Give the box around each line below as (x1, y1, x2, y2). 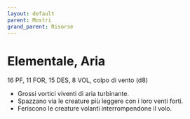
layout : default (7, 10, 55, 17)
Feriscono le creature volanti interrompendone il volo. (17, 104, 172, 113)
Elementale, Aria (7, 53, 106, 69)
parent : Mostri (7, 17, 52, 24)
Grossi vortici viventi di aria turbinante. (17, 90, 130, 98)
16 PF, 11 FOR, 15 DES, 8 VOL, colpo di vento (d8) (7, 76, 149, 84)
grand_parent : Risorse (7, 23, 74, 30)
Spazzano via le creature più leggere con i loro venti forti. (17, 97, 184, 105)
